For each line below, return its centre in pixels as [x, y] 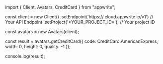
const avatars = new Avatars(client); [42, 32]
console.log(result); [25, 56]
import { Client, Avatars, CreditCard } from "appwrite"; [60, 7]
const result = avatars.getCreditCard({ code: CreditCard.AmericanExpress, [81, 41]
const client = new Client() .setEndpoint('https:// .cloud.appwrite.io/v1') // [79, 17]
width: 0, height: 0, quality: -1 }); [38, 46]
